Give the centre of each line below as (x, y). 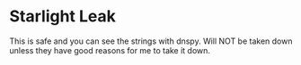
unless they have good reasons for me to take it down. (110, 50)
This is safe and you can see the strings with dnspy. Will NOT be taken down (151, 41)
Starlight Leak (63, 16)
